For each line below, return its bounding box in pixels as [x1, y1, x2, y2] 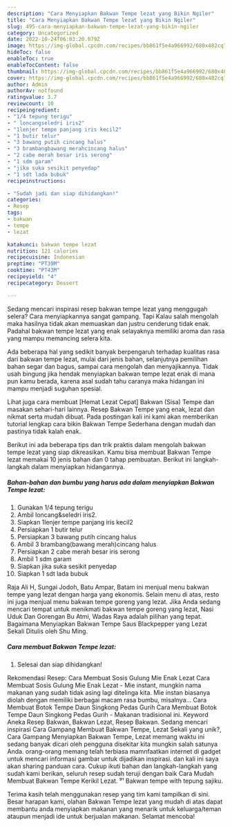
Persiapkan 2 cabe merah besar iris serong [17, 547, 140, 556]
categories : [7, 197, 41, 203]
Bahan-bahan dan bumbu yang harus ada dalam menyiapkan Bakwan [7, 478, 215, 487]
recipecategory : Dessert [7, 280, 79, 287]
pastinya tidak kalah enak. [7, 427, 81, 435]
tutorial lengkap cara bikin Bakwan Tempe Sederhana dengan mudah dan [7, 419, 216, 428]
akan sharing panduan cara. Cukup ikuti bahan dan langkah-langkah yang [7, 762, 217, 770]
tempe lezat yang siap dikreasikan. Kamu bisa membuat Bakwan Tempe [7, 448, 212, 456]
